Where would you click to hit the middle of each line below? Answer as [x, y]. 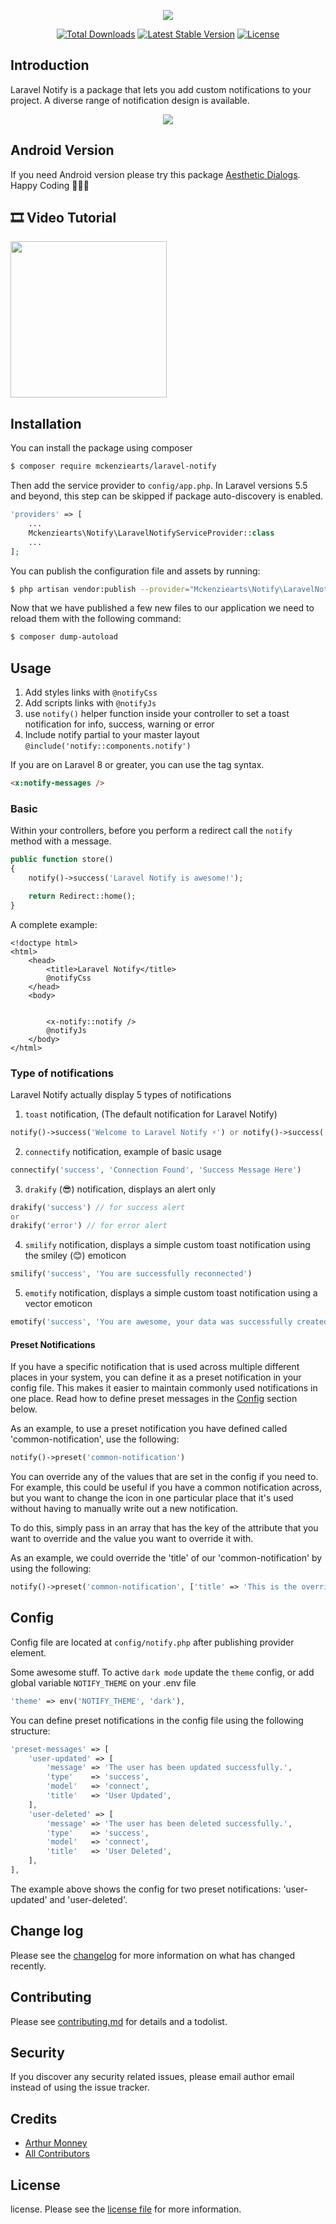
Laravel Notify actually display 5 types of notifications [121, 1094]
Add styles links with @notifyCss [91, 692]
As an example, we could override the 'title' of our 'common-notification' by [166, 1558]
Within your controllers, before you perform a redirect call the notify [151, 831]
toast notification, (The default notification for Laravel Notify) [151, 1114]
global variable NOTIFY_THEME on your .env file [103, 1682]
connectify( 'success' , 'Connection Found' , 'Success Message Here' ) [156, 1170]
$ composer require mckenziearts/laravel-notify [113, 466]
